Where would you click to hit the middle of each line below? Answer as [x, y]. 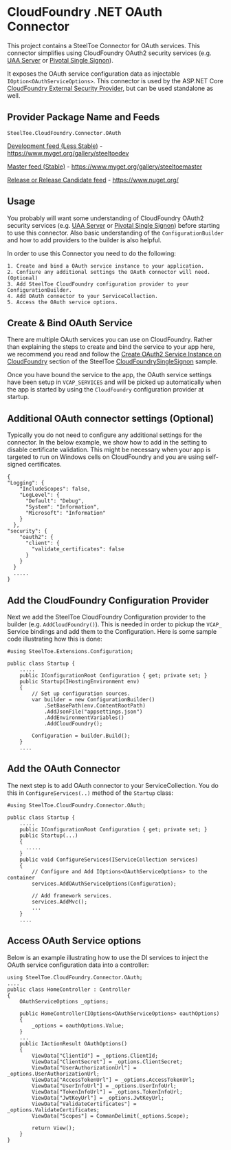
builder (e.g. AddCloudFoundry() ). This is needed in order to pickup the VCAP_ [114, 624]
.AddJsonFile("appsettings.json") [93, 712]
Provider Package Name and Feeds [84, 117]
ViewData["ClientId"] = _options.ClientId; [95, 1056]
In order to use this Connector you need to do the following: [92, 253]
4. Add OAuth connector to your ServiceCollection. [82, 296]
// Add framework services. [72, 895]
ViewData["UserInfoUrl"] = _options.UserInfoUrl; [104, 1086]
